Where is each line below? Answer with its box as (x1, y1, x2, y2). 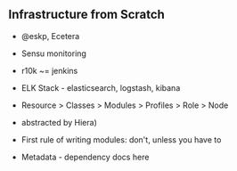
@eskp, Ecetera (20, 30, 80, 41)
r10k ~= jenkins (20, 65, 78, 76)
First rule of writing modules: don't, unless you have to (20, 134, 222, 145)
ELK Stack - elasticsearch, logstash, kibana (20, 82, 181, 93)
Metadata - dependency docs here (20, 151, 150, 162)
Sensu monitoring (20, 48, 86, 59)
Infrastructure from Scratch (8, 7, 166, 22)
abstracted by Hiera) (20, 117, 97, 127)
